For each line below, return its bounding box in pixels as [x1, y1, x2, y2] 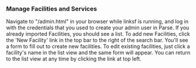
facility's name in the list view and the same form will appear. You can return [6, 49, 191, 56]
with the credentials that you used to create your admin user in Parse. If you [6, 24, 190, 31]
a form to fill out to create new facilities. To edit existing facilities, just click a [6, 43, 190, 50]
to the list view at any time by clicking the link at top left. [6, 55, 142, 63]
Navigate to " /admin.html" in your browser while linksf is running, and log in [6, 18, 189, 25]
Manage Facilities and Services [6, 5, 97, 13]
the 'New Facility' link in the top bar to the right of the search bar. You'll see [6, 37, 189, 44]
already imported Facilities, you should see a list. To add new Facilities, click [6, 30, 190, 38]
